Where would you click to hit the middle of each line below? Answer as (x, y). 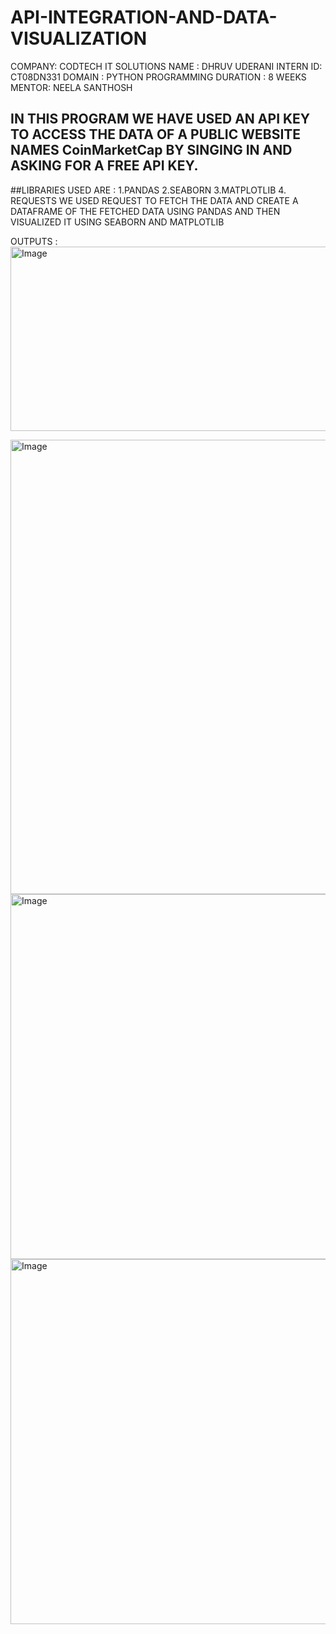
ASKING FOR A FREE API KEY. (104, 166)
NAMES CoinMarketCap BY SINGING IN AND (151, 150)
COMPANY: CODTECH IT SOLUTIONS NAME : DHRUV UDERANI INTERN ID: (166, 66)
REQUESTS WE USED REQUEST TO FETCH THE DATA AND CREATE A (154, 200)
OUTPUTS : (34, 241)
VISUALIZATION (79, 38)
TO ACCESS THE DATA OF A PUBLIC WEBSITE (156, 134)
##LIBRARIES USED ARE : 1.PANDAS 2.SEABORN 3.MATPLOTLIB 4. (148, 190)
